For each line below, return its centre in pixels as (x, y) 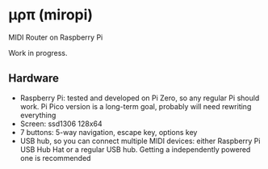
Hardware (33, 78)
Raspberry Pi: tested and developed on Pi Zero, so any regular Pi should (140, 98)
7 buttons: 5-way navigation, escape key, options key (109, 132)
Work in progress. (38, 53)
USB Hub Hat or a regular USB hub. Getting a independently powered (135, 149)
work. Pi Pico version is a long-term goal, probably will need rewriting (136, 106)
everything (38, 115)
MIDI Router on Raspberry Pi (56, 37)
